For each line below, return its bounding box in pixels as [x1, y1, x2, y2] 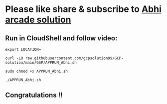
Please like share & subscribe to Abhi [5, 3, 162, 15]
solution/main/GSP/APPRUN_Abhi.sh [5, 60, 77, 65]
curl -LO [5, 56, 23, 61]
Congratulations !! [5, 91, 63, 100]
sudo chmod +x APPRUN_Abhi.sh [5, 69, 68, 74]
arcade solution [5, 14, 71, 25]
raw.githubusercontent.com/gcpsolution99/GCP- [25, 56, 124, 61]
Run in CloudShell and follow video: [5, 34, 118, 42]
